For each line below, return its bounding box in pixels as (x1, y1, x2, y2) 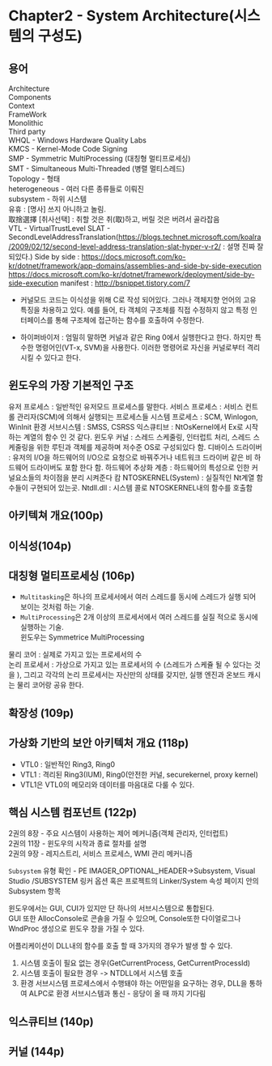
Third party (8, 126, 46, 136)
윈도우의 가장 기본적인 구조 (8, 379, 134, 392)
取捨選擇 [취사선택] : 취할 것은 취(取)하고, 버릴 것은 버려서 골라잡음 (8, 215, 220, 224)
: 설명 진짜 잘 (222, 242, 264, 251)
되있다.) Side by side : (8, 252, 80, 261)
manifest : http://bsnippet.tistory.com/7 (60, 278, 191, 288)
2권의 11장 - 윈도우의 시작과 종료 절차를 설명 (8, 839, 147, 849)
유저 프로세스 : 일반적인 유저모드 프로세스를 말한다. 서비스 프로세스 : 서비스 (8, 401, 244, 411)
